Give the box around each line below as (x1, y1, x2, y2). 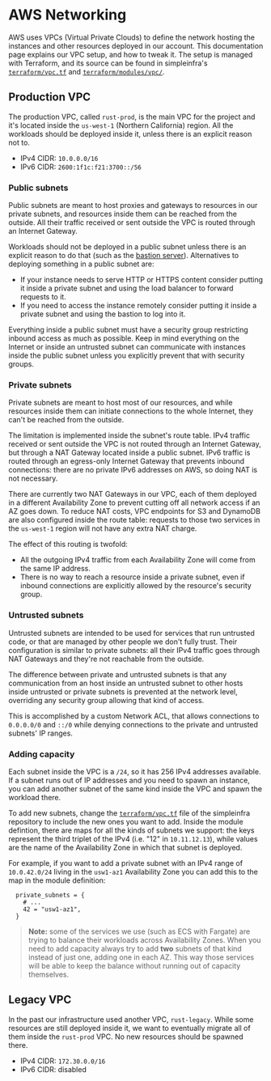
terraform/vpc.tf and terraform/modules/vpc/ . (8, 66, 165, 76)
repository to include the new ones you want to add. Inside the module (8, 816, 244, 826)
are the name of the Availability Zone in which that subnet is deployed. (8, 842, 243, 852)
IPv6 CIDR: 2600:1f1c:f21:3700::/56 (19, 162, 142, 172)
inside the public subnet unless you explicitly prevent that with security (8, 350, 245, 361)
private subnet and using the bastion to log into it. (19, 309, 186, 319)
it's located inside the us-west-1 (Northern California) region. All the (8, 120, 234, 130)
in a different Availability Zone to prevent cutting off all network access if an (8, 498, 260, 507)
